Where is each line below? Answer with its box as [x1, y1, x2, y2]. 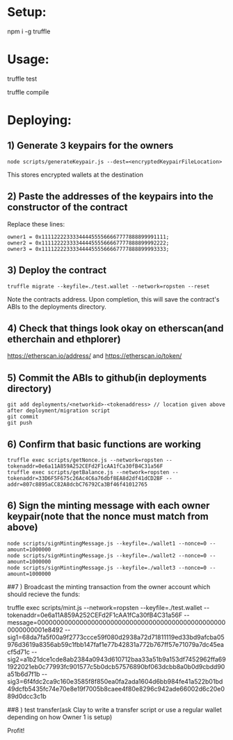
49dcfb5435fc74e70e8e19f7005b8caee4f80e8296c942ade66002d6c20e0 [7, 684, 225, 693]
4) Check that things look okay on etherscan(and [7, 322, 224, 334]
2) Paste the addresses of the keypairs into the [7, 190, 214, 202]
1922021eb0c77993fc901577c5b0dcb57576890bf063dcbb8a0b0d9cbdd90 [7, 662, 225, 671]
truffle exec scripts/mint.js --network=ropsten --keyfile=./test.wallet [7, 603, 203, 611]
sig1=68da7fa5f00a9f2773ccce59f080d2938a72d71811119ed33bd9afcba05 [7, 633, 225, 641]
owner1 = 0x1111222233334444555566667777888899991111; [7, 233, 170, 240]
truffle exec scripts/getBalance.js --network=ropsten [7, 468, 170, 476]
